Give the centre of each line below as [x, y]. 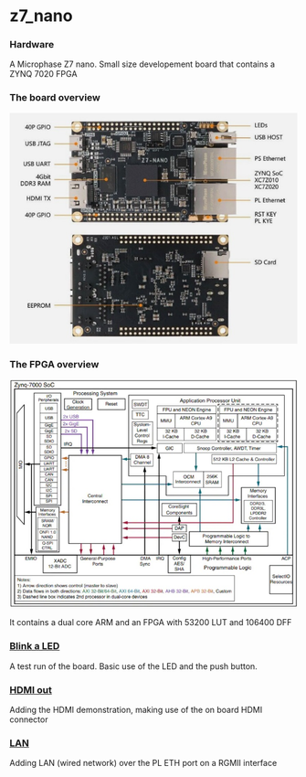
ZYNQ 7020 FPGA [43, 74]
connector [29, 719]
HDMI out [31, 689]
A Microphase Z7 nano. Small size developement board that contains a [142, 64]
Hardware [32, 45]
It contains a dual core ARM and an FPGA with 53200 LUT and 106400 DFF [151, 623]
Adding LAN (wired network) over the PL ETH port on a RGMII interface [143, 763]
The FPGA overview [54, 364]
